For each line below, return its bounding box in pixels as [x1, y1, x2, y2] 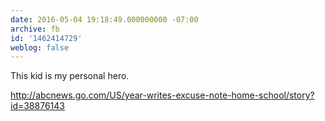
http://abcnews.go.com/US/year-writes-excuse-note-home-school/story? [10, 89, 315, 101]
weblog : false [10, 42, 70, 53]
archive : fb [10, 24, 60, 34]
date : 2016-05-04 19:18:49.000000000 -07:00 [10, 14, 199, 25]
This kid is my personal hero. [10, 70, 130, 82]
